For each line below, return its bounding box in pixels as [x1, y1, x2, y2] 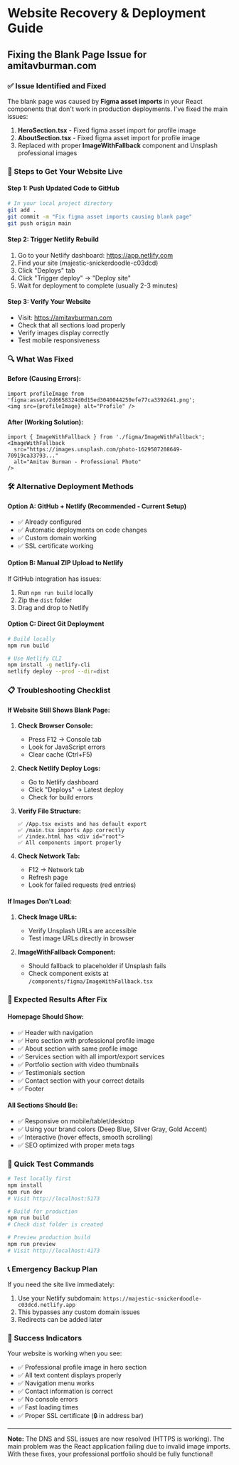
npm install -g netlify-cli [7, 661, 91, 668]
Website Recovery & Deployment [7, 5, 206, 21]
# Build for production [7, 1208, 78, 1215]
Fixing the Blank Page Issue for [7, 48, 147, 61]
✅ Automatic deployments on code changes [17, 525, 147, 535]
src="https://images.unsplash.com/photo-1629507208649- [14, 446, 183, 453]
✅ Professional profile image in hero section [17, 1363, 147, 1372]
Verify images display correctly [17, 328, 110, 337]
